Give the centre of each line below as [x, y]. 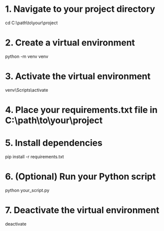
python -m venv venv [27, 56]
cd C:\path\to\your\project [32, 23]
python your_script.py [27, 190]
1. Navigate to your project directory [80, 9]
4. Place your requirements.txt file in [81, 110]
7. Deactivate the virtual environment [82, 210]
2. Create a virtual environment [70, 43]
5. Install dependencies [54, 143]
